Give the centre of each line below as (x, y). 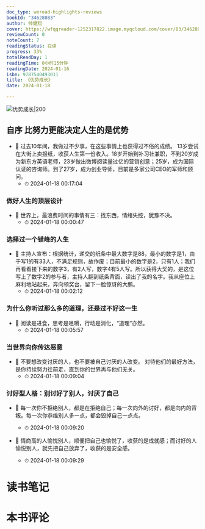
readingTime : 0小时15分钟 (38, 63)
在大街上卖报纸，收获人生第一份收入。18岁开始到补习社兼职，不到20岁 (104, 154)
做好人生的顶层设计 (34, 201)
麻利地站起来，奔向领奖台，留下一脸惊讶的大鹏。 (77, 284)
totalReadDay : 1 (27, 57)
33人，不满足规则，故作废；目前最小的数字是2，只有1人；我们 (117, 261)
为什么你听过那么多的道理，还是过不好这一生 (72, 309)
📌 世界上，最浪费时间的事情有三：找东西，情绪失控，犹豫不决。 (95, 215)
